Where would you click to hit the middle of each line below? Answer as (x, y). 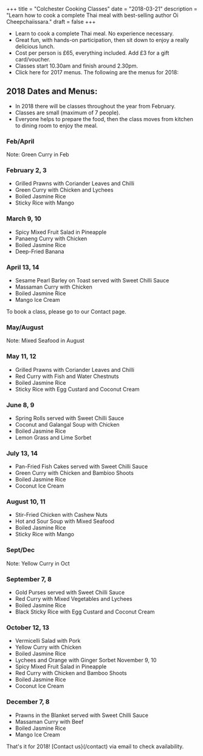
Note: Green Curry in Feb (38, 155)
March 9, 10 (24, 219)
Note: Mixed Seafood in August (46, 341)
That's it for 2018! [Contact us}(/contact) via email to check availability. (95, 746)
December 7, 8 (28, 702)
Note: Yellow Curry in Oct (38, 563)
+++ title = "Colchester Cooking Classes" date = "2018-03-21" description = (102, 9)
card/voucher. (33, 59)
